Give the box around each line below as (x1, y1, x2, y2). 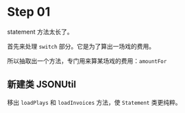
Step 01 (7, 4, 51, 20)
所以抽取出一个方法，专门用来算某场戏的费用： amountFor (7, 56, 167, 65)
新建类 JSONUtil (7, 79, 77, 90)
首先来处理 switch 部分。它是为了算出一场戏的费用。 (7, 42, 156, 50)
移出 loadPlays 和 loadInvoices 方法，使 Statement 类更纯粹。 (7, 98, 182, 106)
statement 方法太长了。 (7, 27, 73, 36)
